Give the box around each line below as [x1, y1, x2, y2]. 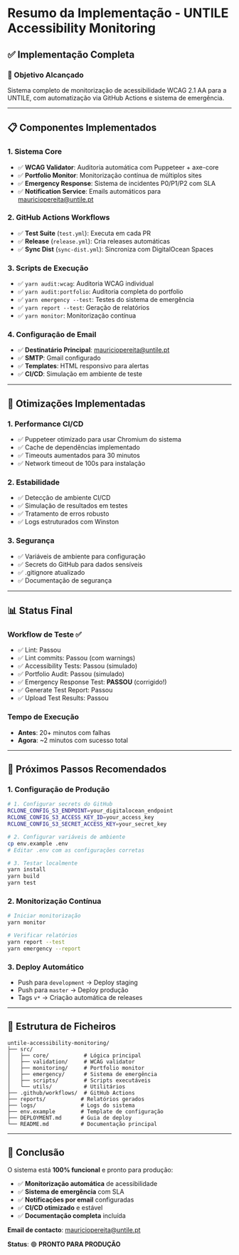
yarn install [7, 866, 46, 873]
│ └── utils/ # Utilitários [7, 1083, 126, 1090]
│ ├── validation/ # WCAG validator [7, 1058, 135, 1066]
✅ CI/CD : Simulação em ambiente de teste [17, 370, 142, 378]
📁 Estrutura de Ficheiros [7, 1021, 116, 1033]
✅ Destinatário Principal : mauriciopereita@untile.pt [17, 345, 170, 354]
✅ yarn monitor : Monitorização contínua [17, 311, 137, 320]
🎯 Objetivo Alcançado [7, 70, 84, 80]
